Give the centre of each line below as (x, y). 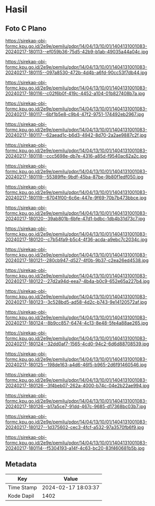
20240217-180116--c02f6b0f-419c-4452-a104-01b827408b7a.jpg (75, 93)
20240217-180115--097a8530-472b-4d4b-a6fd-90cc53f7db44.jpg (76, 72)
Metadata (21, 464)
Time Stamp (23, 488)
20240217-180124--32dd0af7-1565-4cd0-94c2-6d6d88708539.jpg (77, 344)
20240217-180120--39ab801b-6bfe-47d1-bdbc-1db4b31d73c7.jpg (75, 219)
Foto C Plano (26, 29)
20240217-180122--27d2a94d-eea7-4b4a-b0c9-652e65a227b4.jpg (77, 281)
